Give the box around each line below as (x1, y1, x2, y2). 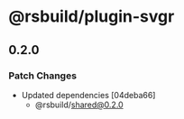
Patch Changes (8, 69, 78, 82)
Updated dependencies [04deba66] (21, 89, 156, 100)
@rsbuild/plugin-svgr (8, 6, 175, 27)
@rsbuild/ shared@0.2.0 (34, 99, 124, 110)
